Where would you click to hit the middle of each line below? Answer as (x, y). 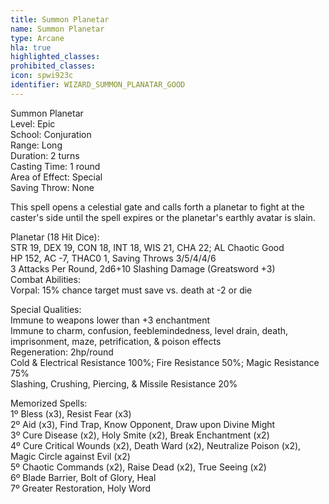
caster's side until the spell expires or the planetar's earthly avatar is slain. (163, 217)
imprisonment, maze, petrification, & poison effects (116, 341)
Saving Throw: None (52, 187)
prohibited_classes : (53, 66)
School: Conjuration (51, 134)
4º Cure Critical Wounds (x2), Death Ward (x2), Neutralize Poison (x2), (156, 445)
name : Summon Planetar (57, 29)
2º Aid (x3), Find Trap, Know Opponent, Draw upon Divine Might (143, 424)
